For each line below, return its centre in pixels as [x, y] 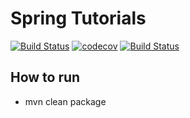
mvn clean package [65, 101]
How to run [45, 77]
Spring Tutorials [78, 18]
